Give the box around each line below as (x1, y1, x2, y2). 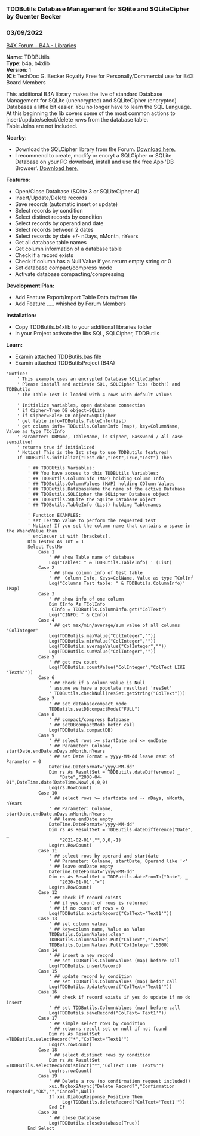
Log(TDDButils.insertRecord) (48, 963, 121, 969)
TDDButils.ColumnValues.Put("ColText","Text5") (48, 937, 170, 943)
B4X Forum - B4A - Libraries (6, 42, 76, 49)
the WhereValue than (6, 528, 58, 534)
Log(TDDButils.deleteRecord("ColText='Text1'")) (62, 1099, 186, 1105)
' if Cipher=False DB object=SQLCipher (17, 413, 116, 419)
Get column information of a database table (14, 245, 122, 253)
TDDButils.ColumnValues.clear (48, 932, 124, 938)
